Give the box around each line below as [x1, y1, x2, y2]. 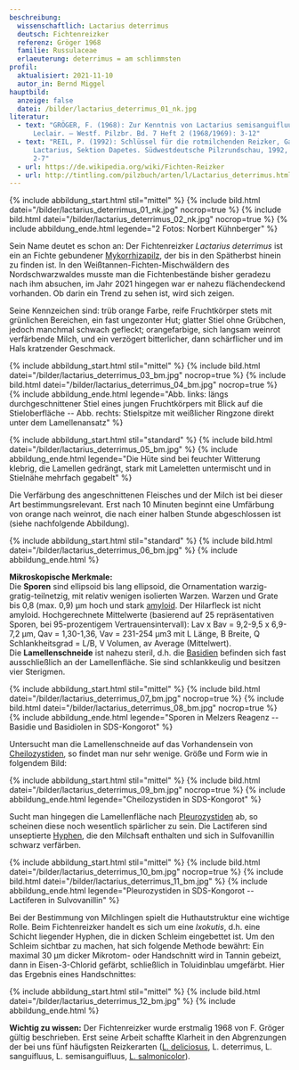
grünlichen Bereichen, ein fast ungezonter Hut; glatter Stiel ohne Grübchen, [9, 315, 287, 325]
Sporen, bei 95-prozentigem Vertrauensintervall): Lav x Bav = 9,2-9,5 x [9, 619, 270, 630]
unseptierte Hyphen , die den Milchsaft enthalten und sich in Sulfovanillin [9, 830, 275, 841]
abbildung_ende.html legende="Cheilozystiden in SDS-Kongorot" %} [9, 794, 262, 805]
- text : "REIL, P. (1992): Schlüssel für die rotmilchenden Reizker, [17, 137, 280, 146]
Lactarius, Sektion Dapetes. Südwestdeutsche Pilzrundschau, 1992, [32, 145, 289, 154]
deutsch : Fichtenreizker [17, 29, 109, 38]
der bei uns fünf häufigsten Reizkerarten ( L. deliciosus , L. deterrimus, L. [9, 1041, 273, 1052]
